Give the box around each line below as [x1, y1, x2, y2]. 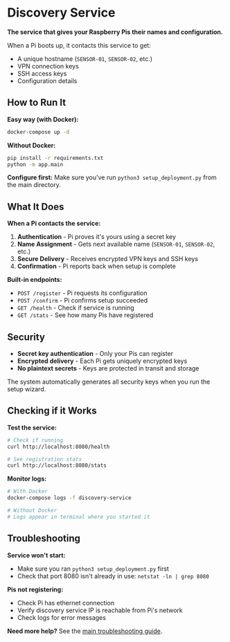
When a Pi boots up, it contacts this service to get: [7, 41, 151, 49]
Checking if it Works [7, 405, 97, 417]
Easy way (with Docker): [7, 115, 79, 123]
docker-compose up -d [7, 128, 70, 136]
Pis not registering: [7, 585, 64, 594]
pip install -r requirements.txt [7, 154, 104, 161]
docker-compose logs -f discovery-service [7, 494, 132, 501]
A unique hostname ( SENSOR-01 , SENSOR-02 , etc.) [17, 54, 153, 63]
